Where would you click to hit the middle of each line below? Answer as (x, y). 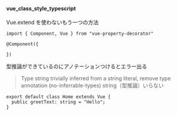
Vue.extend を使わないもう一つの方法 (52, 22)
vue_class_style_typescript (41, 8)
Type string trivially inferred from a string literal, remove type (96, 78)
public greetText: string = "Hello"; (59, 102)
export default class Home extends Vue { (59, 97)
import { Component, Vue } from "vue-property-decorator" (80, 34)
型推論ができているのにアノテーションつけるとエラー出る (77, 66)
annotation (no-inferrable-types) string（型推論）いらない (92, 86)
